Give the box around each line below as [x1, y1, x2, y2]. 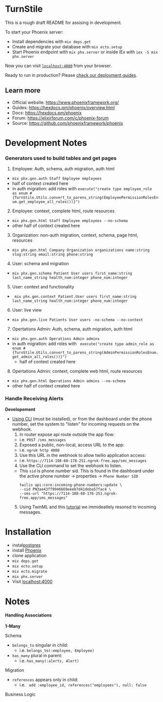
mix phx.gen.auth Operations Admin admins [12, 337, 100, 341]
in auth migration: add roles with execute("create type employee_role [12, 186, 152, 192]
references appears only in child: [12, 677, 79, 682]
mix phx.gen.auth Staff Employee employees [12, 176, 102, 181]
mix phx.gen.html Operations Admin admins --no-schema [12, 379, 126, 384]
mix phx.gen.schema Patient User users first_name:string [12, 271, 132, 276]
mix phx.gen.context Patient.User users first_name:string [14, 294, 137, 299]
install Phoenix [12, 547, 42, 553]
